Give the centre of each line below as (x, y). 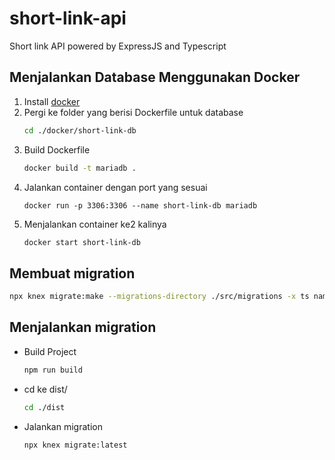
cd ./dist (44, 407)
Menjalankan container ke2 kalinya (95, 224)
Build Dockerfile (57, 149)
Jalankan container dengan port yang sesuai (115, 187)
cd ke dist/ (45, 389)
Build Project (50, 351)
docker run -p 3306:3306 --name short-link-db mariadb (140, 205)
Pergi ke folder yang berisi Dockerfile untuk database (133, 112)
